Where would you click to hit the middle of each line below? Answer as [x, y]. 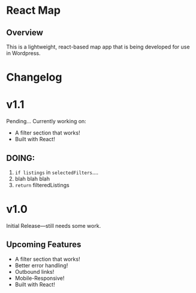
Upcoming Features [44, 245]
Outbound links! [34, 271]
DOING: [21, 158]
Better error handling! [41, 265]
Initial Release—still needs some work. [54, 225]
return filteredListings [42, 185]
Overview [25, 33]
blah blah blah [32, 178]
